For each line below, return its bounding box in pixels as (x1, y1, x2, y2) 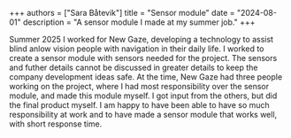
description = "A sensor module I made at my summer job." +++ (22, 17, 256, 27)
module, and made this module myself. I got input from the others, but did (9, 90, 278, 101)
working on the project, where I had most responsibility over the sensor (9, 81, 270, 91)
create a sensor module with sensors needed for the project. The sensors (9, 53, 278, 63)
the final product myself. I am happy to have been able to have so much (9, 100, 270, 110)
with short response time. (9, 119, 103, 129)
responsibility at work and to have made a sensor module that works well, (9, 110, 278, 119)
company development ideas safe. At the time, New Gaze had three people (9, 72, 283, 82)
